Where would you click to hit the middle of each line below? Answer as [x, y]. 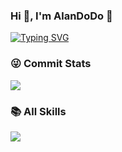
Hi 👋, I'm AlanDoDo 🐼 [61, 16]
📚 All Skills [38, 111]
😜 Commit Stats [51, 64]
